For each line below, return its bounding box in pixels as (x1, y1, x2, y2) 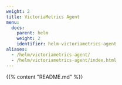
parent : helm (16, 30, 49, 36)
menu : (6, 19, 19, 25)
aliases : (6, 47, 28, 52)
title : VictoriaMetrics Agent (6, 14, 80, 20)
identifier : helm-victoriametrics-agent (16, 41, 117, 47)
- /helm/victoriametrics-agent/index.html (11, 57, 117, 63)
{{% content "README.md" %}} (6, 73, 83, 80)
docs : (11, 24, 25, 31)
